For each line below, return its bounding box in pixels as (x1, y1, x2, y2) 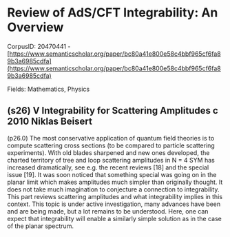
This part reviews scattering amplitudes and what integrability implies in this (7, 192, 222, 200)
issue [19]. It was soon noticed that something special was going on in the (7, 170, 217, 178)
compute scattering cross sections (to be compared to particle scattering (7, 141, 215, 150)
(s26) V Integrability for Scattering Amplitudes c (7, 105, 218, 116)
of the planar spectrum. (7, 222, 74, 230)
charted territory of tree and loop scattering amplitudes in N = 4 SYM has (7, 156, 215, 164)
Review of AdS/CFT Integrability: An (7, 5, 218, 21)
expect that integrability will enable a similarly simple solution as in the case (7, 214, 222, 223)
